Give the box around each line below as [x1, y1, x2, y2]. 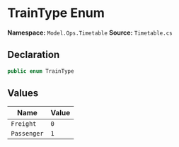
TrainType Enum [7, 5, 105, 21]
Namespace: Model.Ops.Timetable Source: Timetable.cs [7, 28, 173, 37]
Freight [11, 120, 37, 128]
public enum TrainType [7, 67, 74, 75]
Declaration [7, 49, 60, 61]
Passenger [11, 129, 44, 138]
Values [7, 87, 39, 100]
